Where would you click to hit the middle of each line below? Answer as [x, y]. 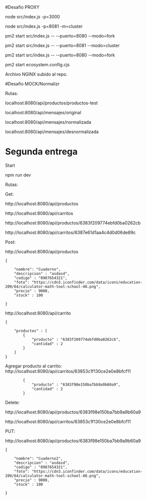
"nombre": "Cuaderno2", [39, 458]
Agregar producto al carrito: [34, 366]
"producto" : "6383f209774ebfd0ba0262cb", [76, 339]
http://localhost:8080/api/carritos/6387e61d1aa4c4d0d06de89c [71, 232]
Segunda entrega [41, 152]
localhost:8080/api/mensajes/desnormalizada [52, 132]
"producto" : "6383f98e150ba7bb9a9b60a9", [76, 385]
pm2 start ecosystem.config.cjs [37, 65]
